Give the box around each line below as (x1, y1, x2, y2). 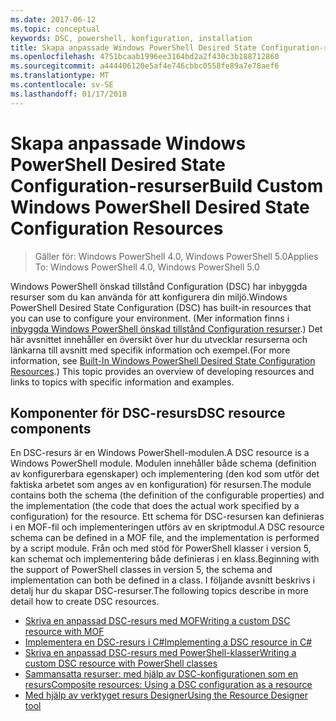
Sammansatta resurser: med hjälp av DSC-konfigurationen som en (24, 668, 299, 680)
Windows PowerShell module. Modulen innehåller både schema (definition (10, 457, 317, 470)
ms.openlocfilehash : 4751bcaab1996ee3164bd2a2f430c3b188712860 (10, 52, 280, 62)
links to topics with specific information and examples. (10, 376, 235, 388)
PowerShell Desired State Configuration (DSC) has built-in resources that (10, 301, 312, 313)
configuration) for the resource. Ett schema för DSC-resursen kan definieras (10, 511, 325, 523)
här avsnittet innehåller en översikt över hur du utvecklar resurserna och (10, 333, 308, 345)
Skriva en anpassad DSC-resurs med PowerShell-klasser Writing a (24, 647, 297, 659)
